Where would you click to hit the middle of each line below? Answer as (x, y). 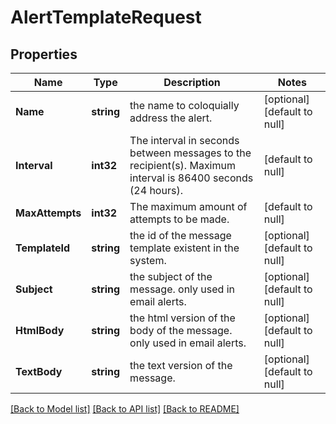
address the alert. (171, 118)
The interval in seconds (184, 140)
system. (148, 260)
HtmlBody (40, 330)
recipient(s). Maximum (182, 165)
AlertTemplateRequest (106, 17)
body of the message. (181, 330)
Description (192, 82)
